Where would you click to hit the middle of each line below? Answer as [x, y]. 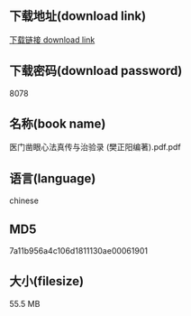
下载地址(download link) [78, 16]
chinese [24, 200]
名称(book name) [58, 124]
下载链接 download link [52, 40]
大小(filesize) [46, 281]
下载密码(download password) [96, 71]
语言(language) [53, 178]
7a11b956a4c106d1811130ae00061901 [79, 251]
